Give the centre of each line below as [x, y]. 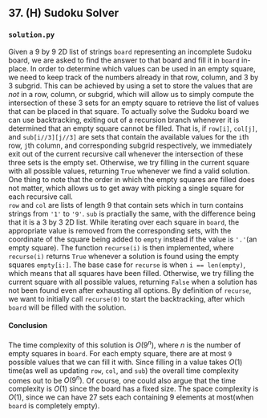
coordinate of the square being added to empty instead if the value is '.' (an [133, 239]
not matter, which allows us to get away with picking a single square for [126, 188]
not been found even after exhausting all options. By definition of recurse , [130, 290]
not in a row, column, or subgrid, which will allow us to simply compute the [131, 94]
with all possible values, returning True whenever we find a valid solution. [129, 171]
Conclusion [28, 326]
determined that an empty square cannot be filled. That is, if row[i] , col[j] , [133, 128]
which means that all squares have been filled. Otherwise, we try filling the [131, 273]
